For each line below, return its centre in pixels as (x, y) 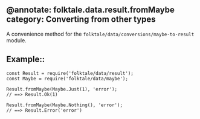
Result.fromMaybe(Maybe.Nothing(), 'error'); (64, 105)
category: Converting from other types (81, 20)
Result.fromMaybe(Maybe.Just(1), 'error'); (62, 89)
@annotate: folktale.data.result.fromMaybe (91, 10)
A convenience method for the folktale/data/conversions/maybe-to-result (100, 34)
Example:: (26, 59)
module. (17, 40)
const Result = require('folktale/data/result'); (70, 73)
